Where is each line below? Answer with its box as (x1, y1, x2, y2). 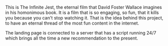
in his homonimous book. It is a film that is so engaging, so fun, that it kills (5, 9, 159, 15)
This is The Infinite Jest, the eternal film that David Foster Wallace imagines (5, 4, 162, 10)
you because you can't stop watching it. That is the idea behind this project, (5, 15, 163, 20)
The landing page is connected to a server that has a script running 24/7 (5, 30, 156, 35)
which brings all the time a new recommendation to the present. (5, 35, 138, 41)
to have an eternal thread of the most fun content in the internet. (5, 20, 139, 26)
